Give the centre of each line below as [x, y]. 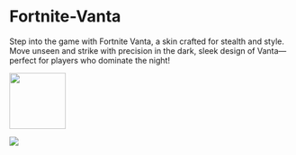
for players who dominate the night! [104, 60]
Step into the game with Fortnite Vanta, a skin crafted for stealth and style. [147, 41]
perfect [23, 60]
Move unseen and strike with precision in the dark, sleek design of [132, 50]
